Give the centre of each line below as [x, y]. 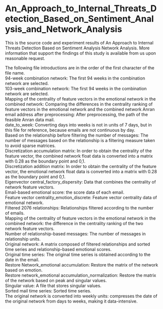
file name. [15, 73]
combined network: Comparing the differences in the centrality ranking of [79, 104]
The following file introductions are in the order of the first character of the [80, 68]
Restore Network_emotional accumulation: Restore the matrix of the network [82, 265]
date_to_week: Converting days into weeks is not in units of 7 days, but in [79, 124]
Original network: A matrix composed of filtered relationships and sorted [78, 244]
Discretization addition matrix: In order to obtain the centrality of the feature [81, 166]
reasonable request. [25, 58]
